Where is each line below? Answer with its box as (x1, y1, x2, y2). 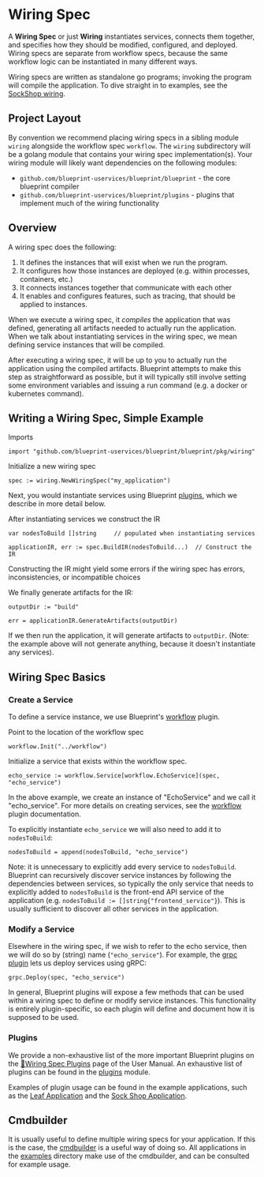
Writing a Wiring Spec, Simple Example (8, 411, 204, 425)
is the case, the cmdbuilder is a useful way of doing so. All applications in (8, 1143, 247, 1153)
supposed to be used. (8, 1013, 80, 1022)
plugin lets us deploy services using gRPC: (8, 958, 147, 968)
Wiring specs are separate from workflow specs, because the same (8, 48, 229, 58)
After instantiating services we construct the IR (8, 515, 161, 524)
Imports (8, 433, 34, 442)
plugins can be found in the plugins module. (8, 1067, 151, 1077)
